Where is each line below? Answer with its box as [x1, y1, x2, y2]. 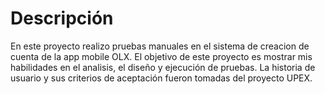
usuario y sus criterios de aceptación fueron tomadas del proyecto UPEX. [10, 72, 313, 84]
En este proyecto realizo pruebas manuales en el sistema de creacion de [10, 40, 310, 52]
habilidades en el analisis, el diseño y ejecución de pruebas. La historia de [10, 61, 316, 73]
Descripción [10, 7, 114, 30]
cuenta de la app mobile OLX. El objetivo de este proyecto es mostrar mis [10, 50, 313, 62]
